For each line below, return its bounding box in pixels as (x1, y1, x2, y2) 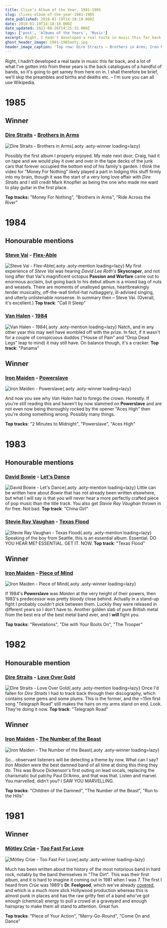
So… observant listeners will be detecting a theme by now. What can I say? (5, 756, 159, 762)
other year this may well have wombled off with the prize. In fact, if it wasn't (5, 329, 161, 335)
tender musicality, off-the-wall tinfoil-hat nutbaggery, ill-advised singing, (5, 289, 154, 295)
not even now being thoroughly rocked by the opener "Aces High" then (5, 406, 151, 412)
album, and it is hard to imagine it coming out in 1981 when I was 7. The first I (5, 877, 162, 883)
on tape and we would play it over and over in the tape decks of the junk (5, 158, 153, 164)
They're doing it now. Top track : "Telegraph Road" (5, 706, 108, 712)
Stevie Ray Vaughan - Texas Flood (5, 518, 89, 525)
